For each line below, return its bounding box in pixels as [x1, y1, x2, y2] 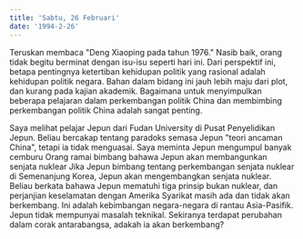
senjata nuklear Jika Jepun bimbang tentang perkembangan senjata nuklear [9, 161, 295, 172]
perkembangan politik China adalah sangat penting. [9, 105, 203, 115]
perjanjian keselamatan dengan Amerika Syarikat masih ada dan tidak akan [9, 190, 291, 201]
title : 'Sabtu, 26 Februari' [9, 13, 120, 23]
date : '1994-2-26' [9, 22, 79, 31]
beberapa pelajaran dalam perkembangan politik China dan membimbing [9, 95, 282, 105]
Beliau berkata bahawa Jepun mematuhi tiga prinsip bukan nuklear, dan [9, 180, 278, 191]
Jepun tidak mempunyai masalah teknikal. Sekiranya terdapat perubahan [9, 209, 282, 220]
